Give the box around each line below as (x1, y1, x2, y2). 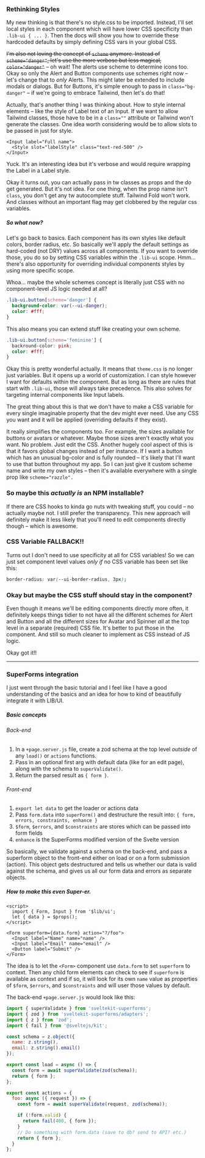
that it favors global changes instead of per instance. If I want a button (6, 448, 183, 455)
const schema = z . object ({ (6, 1034, 75, 1040)
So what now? (6, 219, 43, 226)
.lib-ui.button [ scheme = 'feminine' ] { (6, 337, 103, 343)
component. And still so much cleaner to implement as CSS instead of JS (6, 631, 190, 638)
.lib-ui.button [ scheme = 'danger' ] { (6, 297, 97, 303)
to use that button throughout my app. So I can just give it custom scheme (6, 461, 193, 468)
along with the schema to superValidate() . (15, 765, 123, 772)
